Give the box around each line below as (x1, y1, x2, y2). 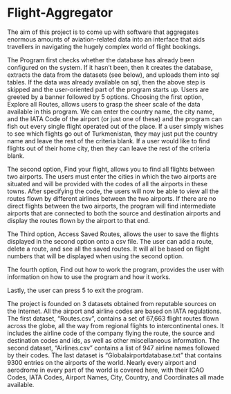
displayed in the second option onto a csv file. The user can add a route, (7, 237, 214, 245)
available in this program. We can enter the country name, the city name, (7, 107, 214, 116)
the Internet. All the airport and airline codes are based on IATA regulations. (7, 307, 222, 315)
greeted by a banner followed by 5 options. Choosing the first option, (7, 92, 204, 101)
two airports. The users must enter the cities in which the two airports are (7, 172, 216, 181)
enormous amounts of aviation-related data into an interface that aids (7, 35, 205, 43)
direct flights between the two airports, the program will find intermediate (7, 202, 216, 210)
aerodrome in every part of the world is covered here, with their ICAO (7, 366, 205, 374)
